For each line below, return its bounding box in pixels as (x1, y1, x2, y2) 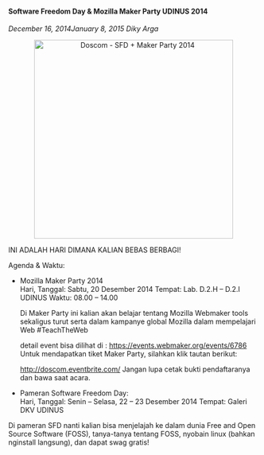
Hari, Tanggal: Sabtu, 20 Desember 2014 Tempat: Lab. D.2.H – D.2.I (19, 285, 241, 294)
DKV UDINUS (19, 406, 64, 415)
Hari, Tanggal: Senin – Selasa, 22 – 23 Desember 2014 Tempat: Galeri (19, 397, 248, 406)
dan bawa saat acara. (19, 373, 91, 383)
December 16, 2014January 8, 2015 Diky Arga (8, 24, 159, 33)
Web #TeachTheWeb (19, 325, 89, 335)
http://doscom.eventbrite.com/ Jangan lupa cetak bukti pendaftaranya (19, 364, 250, 374)
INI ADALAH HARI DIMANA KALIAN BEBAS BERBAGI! (8, 245, 181, 255)
